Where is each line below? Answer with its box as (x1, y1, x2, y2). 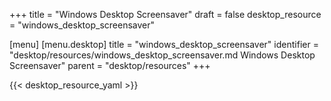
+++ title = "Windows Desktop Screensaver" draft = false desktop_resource (9, 9, 322, 20)
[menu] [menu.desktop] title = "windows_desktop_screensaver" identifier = (9, 39, 319, 50)
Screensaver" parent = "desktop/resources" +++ (9, 60, 211, 71)
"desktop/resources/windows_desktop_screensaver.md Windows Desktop (9, 49, 316, 61)
